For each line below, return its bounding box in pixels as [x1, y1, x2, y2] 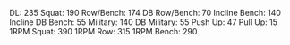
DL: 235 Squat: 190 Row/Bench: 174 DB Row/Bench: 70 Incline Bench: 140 [9, 8, 282, 18]
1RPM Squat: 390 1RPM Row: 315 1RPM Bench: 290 [9, 26, 198, 36]
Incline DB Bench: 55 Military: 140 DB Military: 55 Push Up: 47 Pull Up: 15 [9, 17, 277, 27]
